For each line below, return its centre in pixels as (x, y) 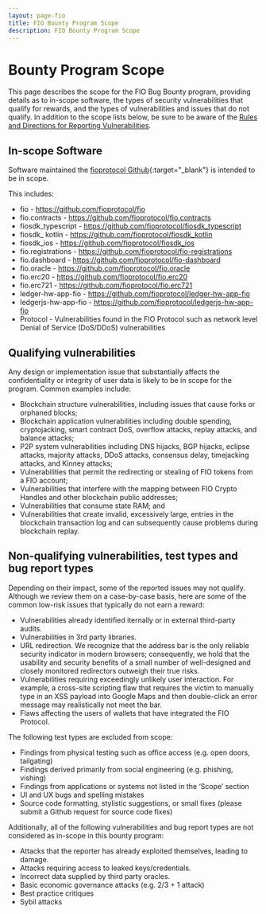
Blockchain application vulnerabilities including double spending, (126, 421)
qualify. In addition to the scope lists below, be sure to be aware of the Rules (133, 117)
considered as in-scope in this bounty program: (86, 835)
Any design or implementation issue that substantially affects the (114, 372)
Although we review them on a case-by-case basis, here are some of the (127, 596)
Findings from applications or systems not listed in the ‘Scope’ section (135, 786)
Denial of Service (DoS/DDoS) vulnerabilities (93, 328)
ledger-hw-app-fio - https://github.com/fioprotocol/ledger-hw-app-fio (135, 294)
